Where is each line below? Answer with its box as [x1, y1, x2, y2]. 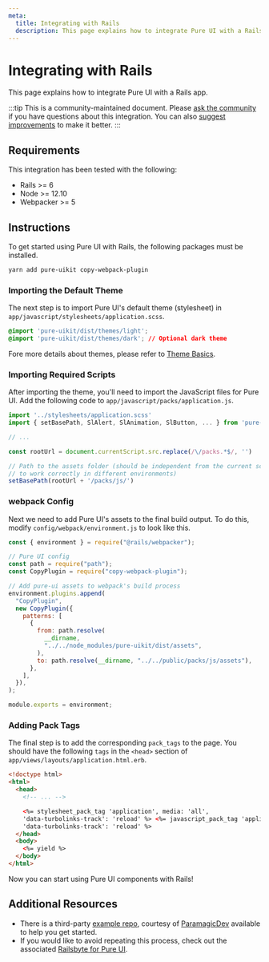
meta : [8, 11, 26, 20]
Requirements [8, 143, 80, 157]
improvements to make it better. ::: [8, 120, 122, 130]
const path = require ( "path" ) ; [8, 560, 113, 568]
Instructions [8, 220, 70, 234]
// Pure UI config [8, 552, 70, 561]
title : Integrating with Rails [15, 19, 120, 27]
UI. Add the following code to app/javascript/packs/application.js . [8, 396, 235, 406]
